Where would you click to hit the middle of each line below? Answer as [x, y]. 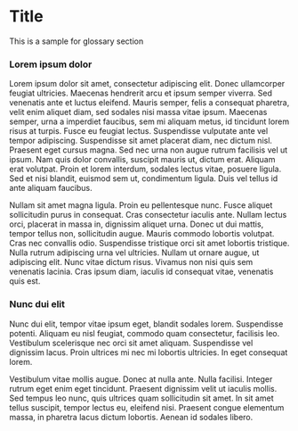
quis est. [25, 281]
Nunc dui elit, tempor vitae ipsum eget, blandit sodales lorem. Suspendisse [146, 324]
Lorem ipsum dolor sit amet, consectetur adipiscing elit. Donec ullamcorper [147, 84]
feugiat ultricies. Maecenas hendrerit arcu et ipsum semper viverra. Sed [141, 93]
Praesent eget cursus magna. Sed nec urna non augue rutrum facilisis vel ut [149, 150]
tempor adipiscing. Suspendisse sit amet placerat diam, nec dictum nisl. [141, 141]
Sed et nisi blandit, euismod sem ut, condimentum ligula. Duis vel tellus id [144, 178]
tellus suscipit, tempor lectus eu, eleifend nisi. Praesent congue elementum [147, 407]
